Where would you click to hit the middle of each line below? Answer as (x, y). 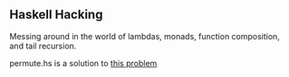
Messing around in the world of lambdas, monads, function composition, (145, 36)
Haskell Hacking (56, 15)
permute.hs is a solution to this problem (83, 63)
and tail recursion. (43, 46)
